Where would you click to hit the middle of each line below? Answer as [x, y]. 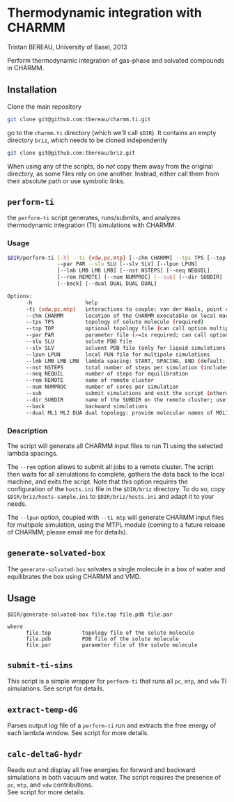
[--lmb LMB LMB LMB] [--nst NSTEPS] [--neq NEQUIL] [133, 271]
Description [28, 431]
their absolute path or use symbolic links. [66, 181]
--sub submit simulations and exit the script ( [118, 394]
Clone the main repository [45, 107]
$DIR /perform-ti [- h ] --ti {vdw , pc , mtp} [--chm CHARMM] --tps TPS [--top [117, 258]
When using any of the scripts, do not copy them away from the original [110, 166]
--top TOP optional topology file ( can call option [116, 329]
